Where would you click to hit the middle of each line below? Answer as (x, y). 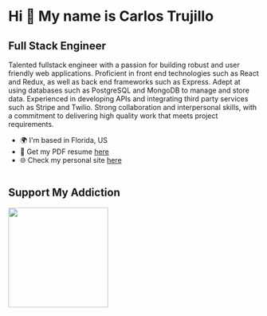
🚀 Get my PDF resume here (65, 152)
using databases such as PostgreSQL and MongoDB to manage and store (129, 90)
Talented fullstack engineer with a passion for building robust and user (124, 65)
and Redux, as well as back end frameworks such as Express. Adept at (124, 82)
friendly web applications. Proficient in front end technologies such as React (133, 73)
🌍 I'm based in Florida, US (63, 140)
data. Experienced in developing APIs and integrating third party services (128, 99)
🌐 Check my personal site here (71, 160)
